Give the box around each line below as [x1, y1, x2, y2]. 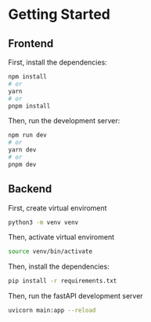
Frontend [8, 37, 54, 50]
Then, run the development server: [8, 116, 120, 126]
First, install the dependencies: [8, 57, 107, 67]
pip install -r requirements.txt [8, 277, 117, 285]
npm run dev [8, 131, 47, 139]
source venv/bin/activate [8, 247, 92, 256]
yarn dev [8, 146, 37, 154]
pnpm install [8, 102, 51, 110]
